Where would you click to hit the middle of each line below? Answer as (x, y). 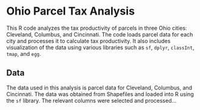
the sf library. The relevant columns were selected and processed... (91, 100)
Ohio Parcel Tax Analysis (71, 11)
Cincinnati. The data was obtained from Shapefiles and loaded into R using (100, 94)
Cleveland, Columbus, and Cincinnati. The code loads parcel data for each (100, 34)
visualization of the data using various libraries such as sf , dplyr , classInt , (100, 47)
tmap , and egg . (24, 53)
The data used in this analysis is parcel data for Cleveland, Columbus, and (99, 88)
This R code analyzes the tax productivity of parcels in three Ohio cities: (97, 28)
